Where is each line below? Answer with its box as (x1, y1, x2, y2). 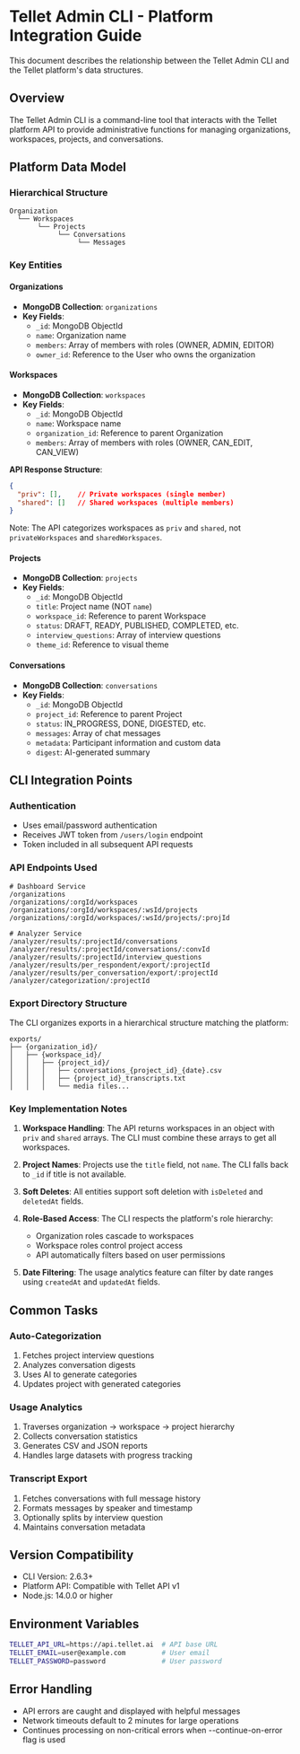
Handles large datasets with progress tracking (21, 1450, 193, 1460)
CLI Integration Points (9, 773, 133, 788)
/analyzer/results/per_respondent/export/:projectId (9, 960, 210, 969)
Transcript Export (9, 1472, 88, 1485)
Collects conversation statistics (21, 1431, 139, 1442)
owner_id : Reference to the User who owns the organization (35, 348, 256, 360)
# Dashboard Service (9, 881, 87, 890)
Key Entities (9, 259, 63, 271)
